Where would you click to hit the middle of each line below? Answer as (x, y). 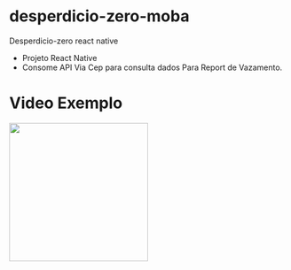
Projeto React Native (59, 58)
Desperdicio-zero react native (64, 41)
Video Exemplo (66, 103)
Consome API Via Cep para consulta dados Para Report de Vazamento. (152, 67)
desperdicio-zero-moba (99, 16)
